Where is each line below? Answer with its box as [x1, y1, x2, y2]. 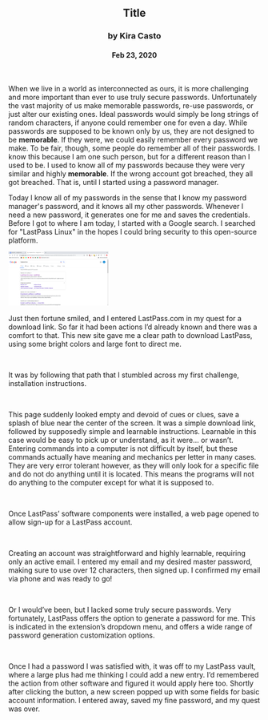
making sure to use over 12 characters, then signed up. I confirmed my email [8, 565, 261, 575]
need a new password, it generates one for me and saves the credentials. [8, 210, 250, 219]
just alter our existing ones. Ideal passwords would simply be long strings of [8, 109, 259, 119]
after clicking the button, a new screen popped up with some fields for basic [8, 686, 260, 696]
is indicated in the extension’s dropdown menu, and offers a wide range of [8, 621, 253, 631]
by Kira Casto [107, 30, 162, 42]
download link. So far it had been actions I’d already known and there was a [8, 322, 258, 332]
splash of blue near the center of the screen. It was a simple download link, [8, 418, 256, 428]
